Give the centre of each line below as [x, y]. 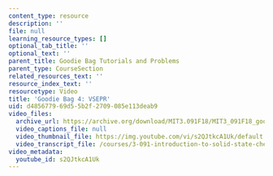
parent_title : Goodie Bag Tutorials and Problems [94, 62]
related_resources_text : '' [56, 76]
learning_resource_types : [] [58, 39]
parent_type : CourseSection [56, 69]
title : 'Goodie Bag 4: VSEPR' [60, 99]
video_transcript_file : [56, 144]
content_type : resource [49, 16]
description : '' [36, 24]
